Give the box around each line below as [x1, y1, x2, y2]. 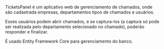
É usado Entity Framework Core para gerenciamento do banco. [5, 38, 133, 44]
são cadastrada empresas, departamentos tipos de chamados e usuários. [5, 9, 155, 15]
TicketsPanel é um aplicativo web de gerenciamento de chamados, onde [5, 4, 153, 10]
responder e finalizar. [5, 29, 48, 34]
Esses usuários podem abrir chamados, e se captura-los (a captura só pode [5, 19, 160, 24]
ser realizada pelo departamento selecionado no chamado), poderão [5, 24, 144, 30]
